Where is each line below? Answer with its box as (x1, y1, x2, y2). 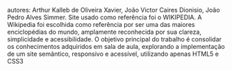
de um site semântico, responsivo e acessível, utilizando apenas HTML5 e (7, 50, 219, 58)
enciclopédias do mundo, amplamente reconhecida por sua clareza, (7, 28, 201, 36)
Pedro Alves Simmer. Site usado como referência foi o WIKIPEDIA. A (7, 13, 202, 21)
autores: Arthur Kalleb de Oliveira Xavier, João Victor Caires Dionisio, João (7, 6, 220, 14)
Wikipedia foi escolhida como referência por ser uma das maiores (7, 21, 195, 28)
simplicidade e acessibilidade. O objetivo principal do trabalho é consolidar (7, 35, 222, 43)
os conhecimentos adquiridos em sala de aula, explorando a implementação (7, 43, 226, 50)
